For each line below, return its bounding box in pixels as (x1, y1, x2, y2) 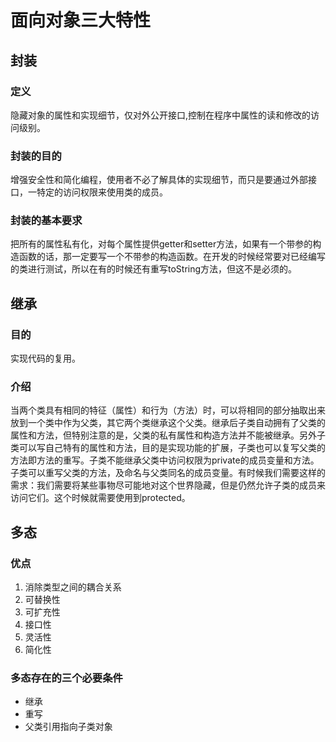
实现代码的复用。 (10, 352, 81, 365)
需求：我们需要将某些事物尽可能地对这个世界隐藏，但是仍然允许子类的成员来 (10, 479, 326, 491)
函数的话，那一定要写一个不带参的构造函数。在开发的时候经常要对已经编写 (18, 251, 326, 263)
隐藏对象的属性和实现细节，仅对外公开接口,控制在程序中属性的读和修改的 (10, 109, 312, 121)
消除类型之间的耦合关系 (24, 581, 122, 593)
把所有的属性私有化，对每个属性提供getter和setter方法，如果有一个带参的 (10, 238, 313, 250)
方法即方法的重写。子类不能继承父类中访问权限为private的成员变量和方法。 (10, 454, 320, 466)
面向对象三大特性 (10, 9, 152, 32)
